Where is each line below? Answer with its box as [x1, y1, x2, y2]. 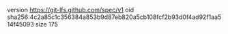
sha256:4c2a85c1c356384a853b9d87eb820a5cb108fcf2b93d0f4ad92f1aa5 [7, 13, 222, 21]
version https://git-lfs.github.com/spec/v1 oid [7, 6, 134, 14]
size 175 [35, 20, 58, 28]
